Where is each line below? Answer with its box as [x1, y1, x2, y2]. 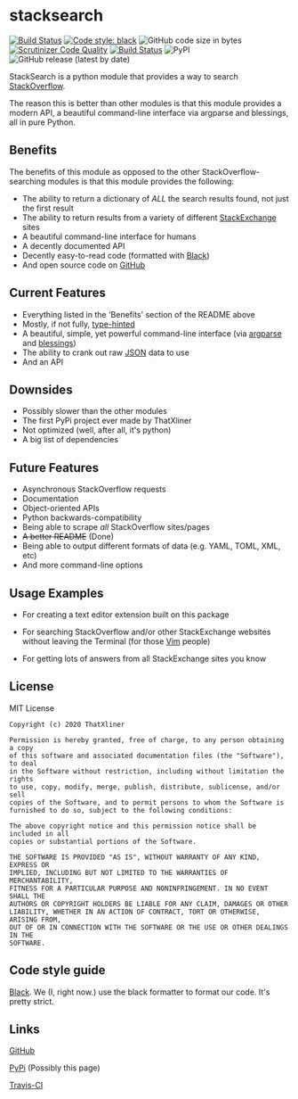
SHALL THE [9, 891, 46, 901]
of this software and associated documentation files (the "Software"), [9, 751, 285, 760]
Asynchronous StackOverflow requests [21, 483, 166, 495]
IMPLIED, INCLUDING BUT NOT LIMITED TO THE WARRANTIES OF [9, 868, 229, 877]
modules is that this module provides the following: [47, 176, 234, 186]
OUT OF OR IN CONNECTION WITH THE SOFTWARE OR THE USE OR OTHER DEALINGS [9, 922, 289, 932]
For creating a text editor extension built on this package [21, 609, 230, 620]
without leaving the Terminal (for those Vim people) [21, 636, 211, 647]
